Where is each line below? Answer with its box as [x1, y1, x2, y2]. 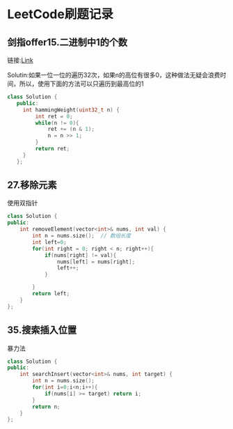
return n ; [32, 403, 61, 410]
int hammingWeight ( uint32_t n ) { [22, 106, 120, 114]
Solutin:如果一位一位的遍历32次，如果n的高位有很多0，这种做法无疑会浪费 [7, 71, 220, 79]
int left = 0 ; [32, 238, 67, 246]
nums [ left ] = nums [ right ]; [56, 258, 136, 265]
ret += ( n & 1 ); [47, 126, 95, 133]
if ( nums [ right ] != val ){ [44, 251, 117, 258]
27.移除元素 [7, 179, 57, 192]
